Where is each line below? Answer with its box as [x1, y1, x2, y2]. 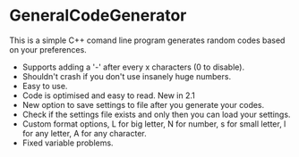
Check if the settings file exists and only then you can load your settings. [21, 109, 291, 120]
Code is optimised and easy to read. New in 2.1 [21, 90, 195, 101]
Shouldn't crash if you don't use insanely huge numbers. [21, 70, 231, 81]
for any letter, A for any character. [21, 128, 148, 138]
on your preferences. [9, 44, 87, 54]
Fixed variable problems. [21, 137, 114, 148]
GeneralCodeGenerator [9, 5, 187, 26]
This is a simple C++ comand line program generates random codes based [9, 35, 286, 45]
